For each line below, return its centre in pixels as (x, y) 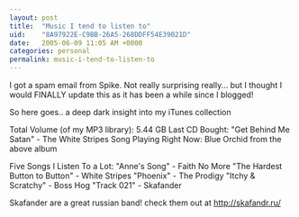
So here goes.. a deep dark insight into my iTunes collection (120, 112)
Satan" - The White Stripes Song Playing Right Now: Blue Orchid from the (145, 139)
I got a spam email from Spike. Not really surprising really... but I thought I (145, 85)
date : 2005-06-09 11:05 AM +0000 (76, 43)
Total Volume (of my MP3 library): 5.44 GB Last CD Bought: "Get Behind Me (149, 130)
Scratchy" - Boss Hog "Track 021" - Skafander (95, 185)
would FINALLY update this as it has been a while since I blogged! (131, 95)
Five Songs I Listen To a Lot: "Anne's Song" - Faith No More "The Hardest (146, 166)
